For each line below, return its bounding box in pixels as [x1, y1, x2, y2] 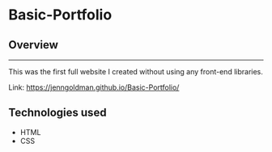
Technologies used [8, 106, 107, 120]
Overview [8, 38, 59, 52]
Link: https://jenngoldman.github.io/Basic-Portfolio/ [8, 82, 180, 92]
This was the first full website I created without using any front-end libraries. [8, 67, 263, 76]
